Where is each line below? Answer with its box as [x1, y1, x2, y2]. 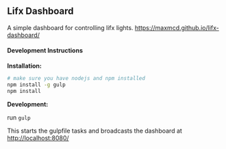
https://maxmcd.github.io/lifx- [134, 23, 219, 31]
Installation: [7, 62, 42, 70]
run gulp [7, 113, 31, 122]
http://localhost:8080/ [7, 133, 70, 142]
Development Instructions [7, 46, 84, 55]
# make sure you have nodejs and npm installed [7, 75, 146, 82]
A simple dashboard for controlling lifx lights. [7, 23, 134, 31]
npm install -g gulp [7, 81, 66, 88]
